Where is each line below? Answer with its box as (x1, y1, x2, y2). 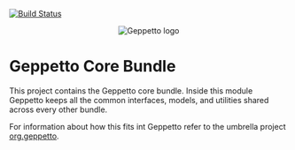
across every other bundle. (9, 104, 108, 115)
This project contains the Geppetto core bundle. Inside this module (9, 85, 253, 96)
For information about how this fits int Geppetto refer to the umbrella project (9, 121, 286, 131)
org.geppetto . (9, 131, 59, 141)
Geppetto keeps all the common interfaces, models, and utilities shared (9, 94, 269, 105)
